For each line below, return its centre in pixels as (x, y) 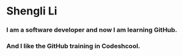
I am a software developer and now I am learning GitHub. (92, 30)
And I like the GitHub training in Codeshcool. (73, 46)
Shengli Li (32, 11)
